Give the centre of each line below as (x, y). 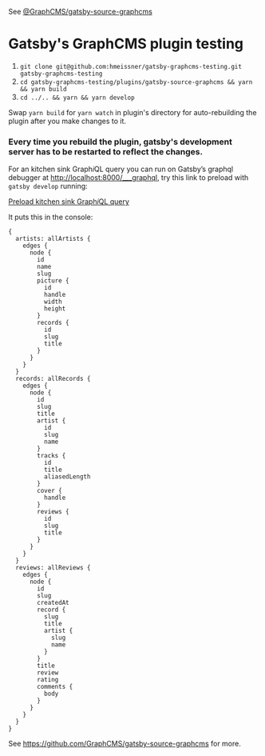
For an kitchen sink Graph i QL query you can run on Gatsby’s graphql (121, 169)
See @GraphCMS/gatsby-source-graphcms (81, 12)
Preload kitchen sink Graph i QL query (69, 202)
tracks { (51, 456)
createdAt (53, 603)
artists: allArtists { (53, 239)
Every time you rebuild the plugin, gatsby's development (121, 142)
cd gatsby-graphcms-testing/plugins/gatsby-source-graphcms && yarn (136, 82)
